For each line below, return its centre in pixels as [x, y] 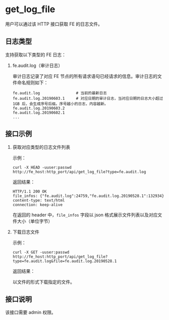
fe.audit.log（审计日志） [38, 65]
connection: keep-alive [38, 205]
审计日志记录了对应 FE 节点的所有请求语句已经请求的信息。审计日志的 [85, 76]
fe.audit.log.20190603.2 [39, 108]
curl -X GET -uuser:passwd [41, 252]
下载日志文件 [26, 232]
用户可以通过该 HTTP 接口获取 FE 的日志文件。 [54, 24]
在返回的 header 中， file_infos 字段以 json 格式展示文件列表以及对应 [85, 215]
